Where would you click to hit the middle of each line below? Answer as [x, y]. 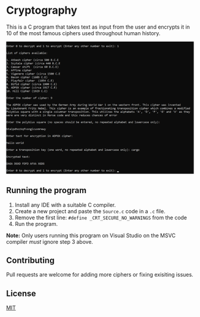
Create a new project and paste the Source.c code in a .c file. [90, 211]
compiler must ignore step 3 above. [50, 241]
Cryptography [42, 10]
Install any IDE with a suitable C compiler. [65, 205]
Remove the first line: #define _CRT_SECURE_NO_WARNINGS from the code [101, 217]
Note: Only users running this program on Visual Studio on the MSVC [91, 235]
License [21, 293]
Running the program [46, 190]
